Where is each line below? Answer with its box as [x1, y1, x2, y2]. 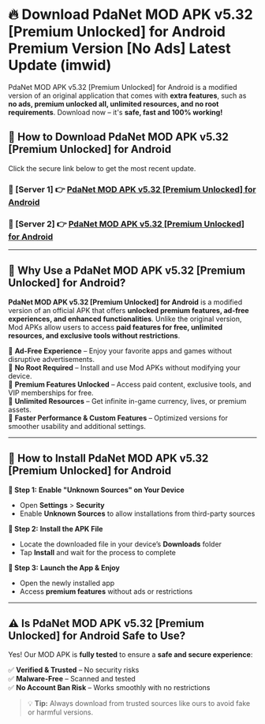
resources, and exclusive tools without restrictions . [8, 330, 181, 340]
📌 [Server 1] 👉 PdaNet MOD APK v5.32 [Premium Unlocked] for [8, 184, 256, 195]
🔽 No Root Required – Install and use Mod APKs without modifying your [8, 363, 241, 372]
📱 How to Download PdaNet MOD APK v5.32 [8, 130, 229, 144]
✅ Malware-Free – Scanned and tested [8, 674, 136, 684]
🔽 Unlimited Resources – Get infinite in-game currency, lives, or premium [8, 396, 247, 405]
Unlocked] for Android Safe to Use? [8, 629, 186, 642]
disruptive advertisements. [8, 354, 95, 364]
